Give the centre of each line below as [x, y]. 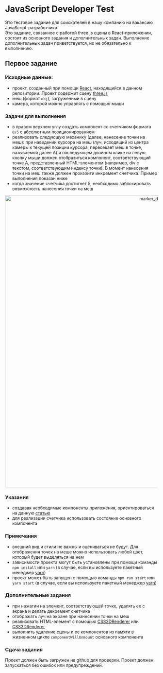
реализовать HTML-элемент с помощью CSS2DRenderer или [75, 621]
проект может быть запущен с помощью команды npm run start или [83, 578]
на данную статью [31, 513]
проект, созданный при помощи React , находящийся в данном [77, 88]
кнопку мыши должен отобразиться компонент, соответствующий [81, 158]
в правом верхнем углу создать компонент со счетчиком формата [81, 126]
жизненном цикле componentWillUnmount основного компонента [78, 637]
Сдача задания [24, 649]
